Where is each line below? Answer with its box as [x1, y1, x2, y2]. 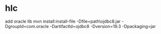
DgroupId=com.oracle [5, 23, 49, 29]
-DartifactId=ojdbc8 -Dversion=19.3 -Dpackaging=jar [50, 23, 156, 29]
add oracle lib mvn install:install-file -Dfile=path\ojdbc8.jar [5, 18, 121, 24]
